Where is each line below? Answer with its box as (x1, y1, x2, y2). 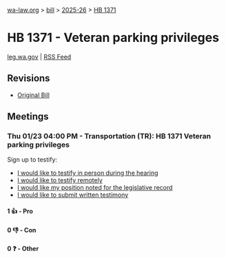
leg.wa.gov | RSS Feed (7, 52, 72, 61)
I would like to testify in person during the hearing (17, 169, 158, 178)
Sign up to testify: (7, 155, 57, 164)
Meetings (7, 111, 50, 122)
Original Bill (17, 91, 50, 99)
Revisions (7, 72, 50, 85)
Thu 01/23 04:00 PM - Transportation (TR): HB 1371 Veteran (7, 131, 212, 141)
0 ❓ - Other (7, 244, 39, 253)
